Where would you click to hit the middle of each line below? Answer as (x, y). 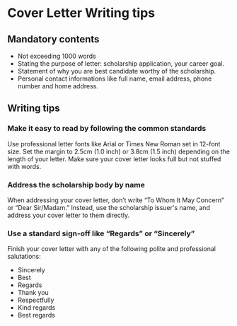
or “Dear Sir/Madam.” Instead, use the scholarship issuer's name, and (109, 207)
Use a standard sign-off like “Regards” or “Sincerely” (101, 233)
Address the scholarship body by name (76, 185)
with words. (24, 166)
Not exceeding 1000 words (57, 56)
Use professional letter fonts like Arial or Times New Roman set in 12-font (114, 144)
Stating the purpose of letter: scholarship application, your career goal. (121, 64)
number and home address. (58, 86)
